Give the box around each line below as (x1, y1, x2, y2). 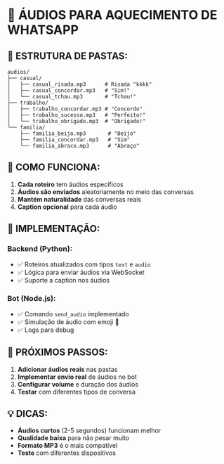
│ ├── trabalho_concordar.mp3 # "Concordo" (7, 105, 143, 112)
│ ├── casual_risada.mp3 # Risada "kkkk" (7, 81, 152, 88)
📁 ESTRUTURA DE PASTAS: (7, 50, 129, 62)
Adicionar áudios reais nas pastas (17, 365, 118, 373)
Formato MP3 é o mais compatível (17, 442, 118, 450)
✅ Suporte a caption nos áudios (17, 276, 110, 284)
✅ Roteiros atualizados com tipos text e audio (17, 260, 151, 269)
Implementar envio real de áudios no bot (17, 373, 137, 381)
